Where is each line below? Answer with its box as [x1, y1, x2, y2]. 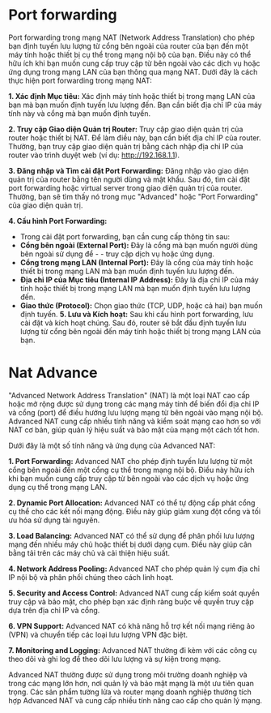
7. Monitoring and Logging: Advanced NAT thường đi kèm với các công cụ [8, 645, 257, 655]
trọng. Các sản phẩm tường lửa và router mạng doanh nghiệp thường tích [8, 687, 252, 697]
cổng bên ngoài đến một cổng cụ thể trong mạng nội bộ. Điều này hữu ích [8, 465, 255, 475]
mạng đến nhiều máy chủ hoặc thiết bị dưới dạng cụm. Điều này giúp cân [8, 539, 252, 549]
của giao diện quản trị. [8, 200, 83, 210]
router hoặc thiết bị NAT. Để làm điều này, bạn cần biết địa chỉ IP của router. [8, 132, 261, 143]
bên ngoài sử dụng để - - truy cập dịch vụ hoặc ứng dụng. [19, 249, 214, 259]
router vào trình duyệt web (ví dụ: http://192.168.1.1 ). [8, 150, 180, 160]
